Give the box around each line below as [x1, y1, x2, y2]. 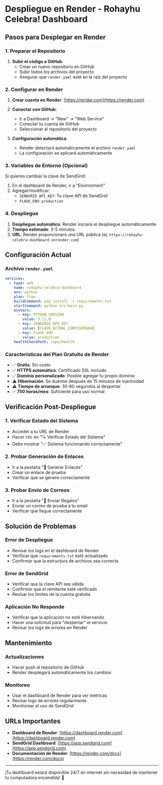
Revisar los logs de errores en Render [12, 625, 87, 631]
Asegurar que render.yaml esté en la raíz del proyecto [19, 74, 127, 80]
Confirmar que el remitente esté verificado [12, 586, 97, 592]
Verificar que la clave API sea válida [12, 581, 84, 587]
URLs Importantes [5, 717, 61, 725]
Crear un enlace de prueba [12, 469, 66, 475]
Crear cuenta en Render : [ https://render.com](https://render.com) [12, 97, 145, 103]
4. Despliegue [5, 210, 39, 217]
